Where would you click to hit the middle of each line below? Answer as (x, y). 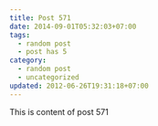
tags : (20, 35)
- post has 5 (42, 52)
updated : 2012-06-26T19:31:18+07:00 (79, 86)
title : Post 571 (40, 18)
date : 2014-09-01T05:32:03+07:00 (73, 26)
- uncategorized (48, 78)
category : (28, 60)
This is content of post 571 (59, 111)
